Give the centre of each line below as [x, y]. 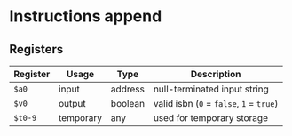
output [72, 104]
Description [216, 74]
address [127, 89]
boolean [127, 104]
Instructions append [86, 16]
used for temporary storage [211, 118]
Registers [36, 49]
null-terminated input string [211, 89]
